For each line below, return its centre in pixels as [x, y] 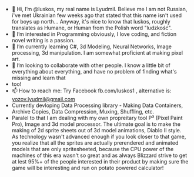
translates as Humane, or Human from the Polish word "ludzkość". [92, 28]
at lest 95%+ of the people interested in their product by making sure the [100, 161]
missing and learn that [39, 78]
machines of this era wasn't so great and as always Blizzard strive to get [99, 155]
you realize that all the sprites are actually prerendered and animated [95, 143]
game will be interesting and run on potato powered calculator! [88, 168]
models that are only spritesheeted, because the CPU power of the [93, 149]
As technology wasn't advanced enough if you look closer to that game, [99, 136]
